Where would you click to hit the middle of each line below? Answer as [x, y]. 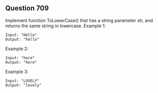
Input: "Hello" [21, 35]
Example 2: [17, 49]
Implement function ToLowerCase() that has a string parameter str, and [79, 20]
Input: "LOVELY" [22, 81]
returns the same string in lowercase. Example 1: [56, 26]
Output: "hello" [22, 39]
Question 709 [27, 8]
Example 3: [17, 71]
